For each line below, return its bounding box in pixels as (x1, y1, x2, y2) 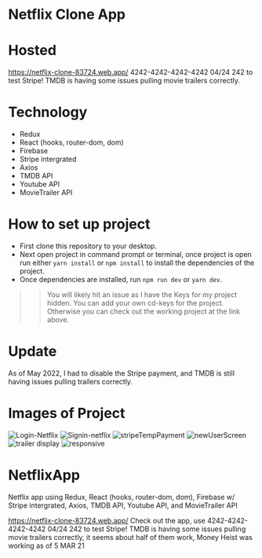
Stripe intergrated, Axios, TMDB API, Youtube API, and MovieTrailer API (8, 501, 238, 510)
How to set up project (8, 215, 151, 233)
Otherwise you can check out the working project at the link (46, 307, 241, 316)
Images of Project (8, 405, 126, 422)
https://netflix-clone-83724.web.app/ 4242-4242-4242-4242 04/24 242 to (8, 68, 253, 77)
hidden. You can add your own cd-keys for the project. (46, 299, 224, 307)
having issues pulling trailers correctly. (8, 376, 133, 386)
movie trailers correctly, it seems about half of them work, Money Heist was (8, 532, 253, 541)
